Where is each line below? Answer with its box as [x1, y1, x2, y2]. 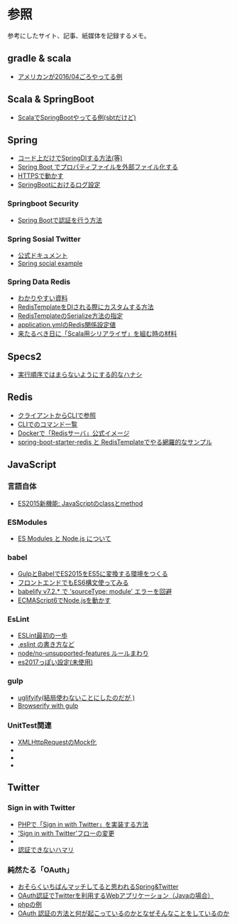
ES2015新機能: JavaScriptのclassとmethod [17, 499, 143, 507]
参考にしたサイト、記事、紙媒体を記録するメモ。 [7, 31, 150, 40]
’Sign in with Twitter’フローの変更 [17, 829, 115, 837]
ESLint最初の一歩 [17, 631, 68, 640]
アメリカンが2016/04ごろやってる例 [17, 72, 123, 80]
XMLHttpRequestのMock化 [17, 738, 97, 747]
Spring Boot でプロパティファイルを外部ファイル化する [17, 163, 179, 171]
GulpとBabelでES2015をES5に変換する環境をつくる [17, 570, 168, 578]
